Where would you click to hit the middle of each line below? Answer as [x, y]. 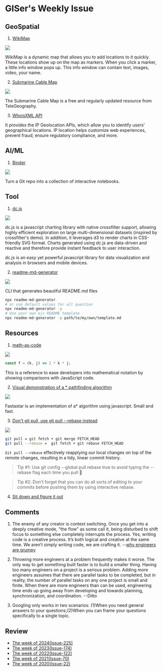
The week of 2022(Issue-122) [42, 653]
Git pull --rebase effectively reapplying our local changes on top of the [78, 453]
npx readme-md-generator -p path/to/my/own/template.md [63, 318]
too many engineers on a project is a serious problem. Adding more [80, 570]
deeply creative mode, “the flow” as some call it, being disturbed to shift [85, 529]
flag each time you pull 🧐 [57, 473]
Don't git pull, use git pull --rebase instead [55, 420]
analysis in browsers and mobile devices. [47, 263]
